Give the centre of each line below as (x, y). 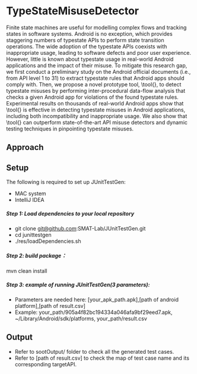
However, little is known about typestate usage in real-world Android (90, 59)
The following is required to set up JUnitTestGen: (66, 182)
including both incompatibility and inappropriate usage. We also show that (97, 116)
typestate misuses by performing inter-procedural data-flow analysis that (96, 91)
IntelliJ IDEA (29, 200)
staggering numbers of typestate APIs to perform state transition (85, 40)
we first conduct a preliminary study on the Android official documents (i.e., (99, 71)
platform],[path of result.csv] (50, 306)
